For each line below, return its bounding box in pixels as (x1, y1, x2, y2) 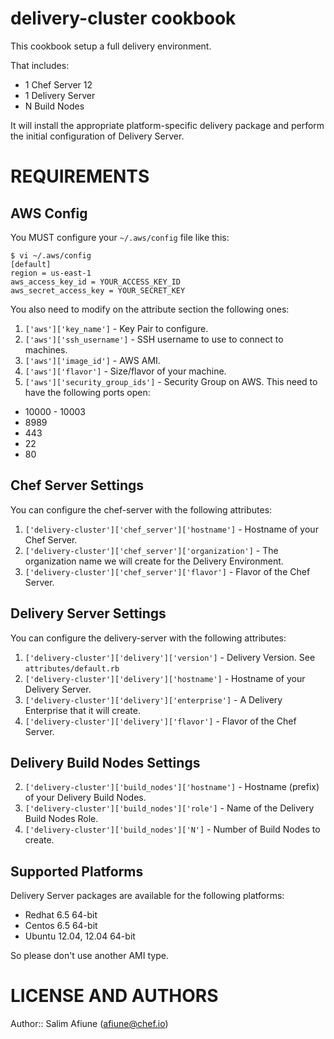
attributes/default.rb (24, 663, 120, 674)
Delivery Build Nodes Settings (10, 754, 201, 771)
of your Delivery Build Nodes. (24, 792, 147, 804)
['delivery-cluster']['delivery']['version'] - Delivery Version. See (24, 651, 316, 663)
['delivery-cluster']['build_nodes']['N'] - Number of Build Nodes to (24, 823, 321, 836)
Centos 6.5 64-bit (24, 920, 98, 932)
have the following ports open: (24, 386, 151, 398)
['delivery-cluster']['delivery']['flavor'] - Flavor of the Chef (24, 715, 297, 727)
